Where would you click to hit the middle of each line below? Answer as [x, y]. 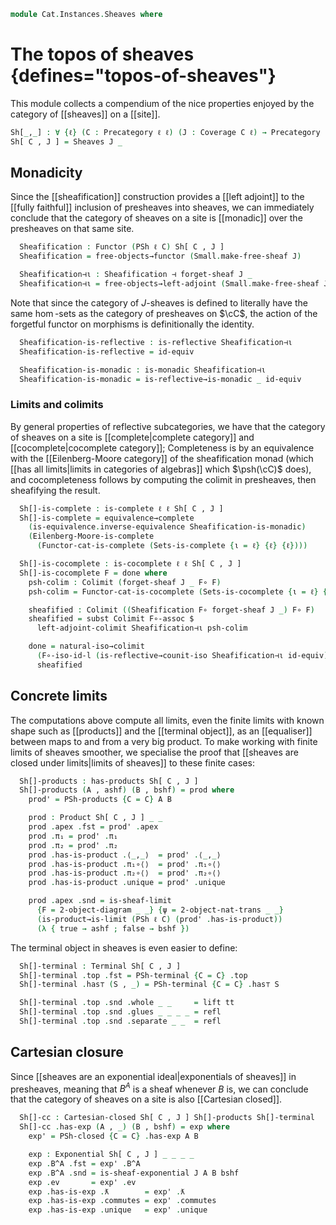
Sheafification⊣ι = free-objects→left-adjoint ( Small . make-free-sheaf [169, 284]
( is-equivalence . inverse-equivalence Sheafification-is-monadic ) [167, 527]
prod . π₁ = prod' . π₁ [73, 836]
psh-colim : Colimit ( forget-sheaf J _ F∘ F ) [125, 582]
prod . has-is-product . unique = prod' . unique [127, 883]
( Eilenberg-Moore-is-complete [91, 536]
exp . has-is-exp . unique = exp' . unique [118, 1210]
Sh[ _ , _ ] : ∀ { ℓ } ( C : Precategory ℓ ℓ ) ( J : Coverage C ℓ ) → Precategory [165, 132]
